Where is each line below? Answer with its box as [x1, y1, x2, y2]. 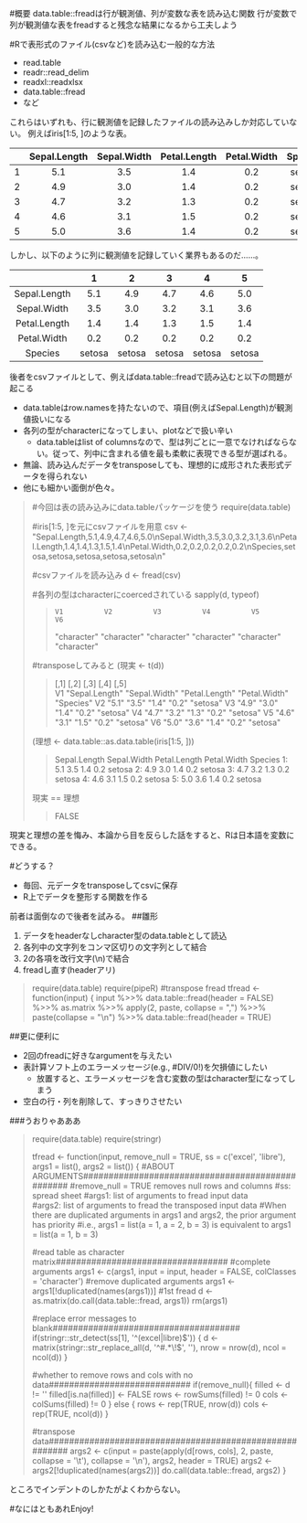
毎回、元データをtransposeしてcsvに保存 [22, 880, 178, 890]
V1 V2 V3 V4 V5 [54, 607, 260, 616]
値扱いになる [22, 414, 71, 424]
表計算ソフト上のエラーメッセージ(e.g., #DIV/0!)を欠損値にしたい [22, 1061, 268, 1072]
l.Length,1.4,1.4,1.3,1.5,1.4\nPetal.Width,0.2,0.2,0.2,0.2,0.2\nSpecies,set [31, 541, 296, 551]
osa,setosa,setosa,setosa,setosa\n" [31, 551, 166, 561]
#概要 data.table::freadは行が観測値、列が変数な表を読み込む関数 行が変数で [9, 8, 298, 18]
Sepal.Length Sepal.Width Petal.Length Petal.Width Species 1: [54, 754, 289, 765]
